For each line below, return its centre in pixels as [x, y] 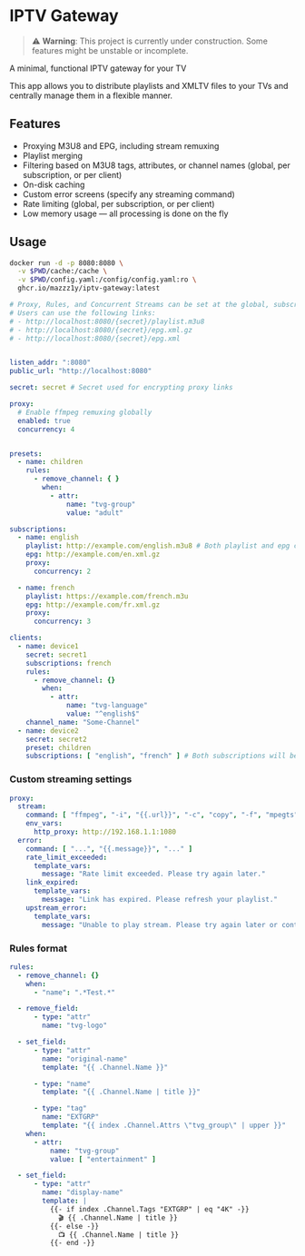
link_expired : [52, 883]
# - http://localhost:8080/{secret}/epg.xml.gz [101, 330]
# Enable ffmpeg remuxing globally [85, 412]
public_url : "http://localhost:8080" [81, 371]
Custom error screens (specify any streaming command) [129, 194]
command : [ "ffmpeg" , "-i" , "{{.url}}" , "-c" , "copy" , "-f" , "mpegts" [162, 815]
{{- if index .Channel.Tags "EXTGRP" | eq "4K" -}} [149, 1209]
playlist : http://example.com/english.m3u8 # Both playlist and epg [158, 546]
